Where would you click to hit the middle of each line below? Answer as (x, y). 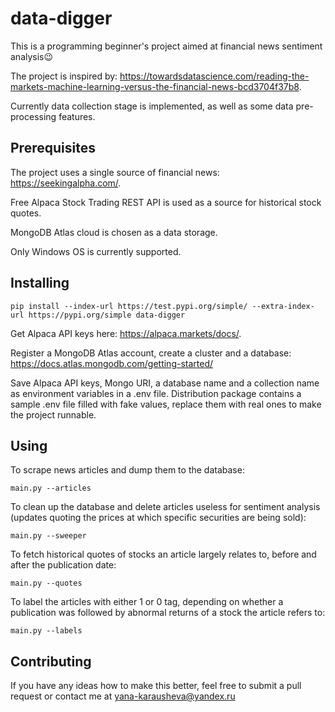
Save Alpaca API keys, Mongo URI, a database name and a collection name (165, 383)
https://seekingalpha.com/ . (66, 183)
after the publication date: (63, 565)
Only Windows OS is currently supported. (96, 251)
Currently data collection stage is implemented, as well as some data (152, 106)
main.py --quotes (46, 583)
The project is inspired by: (64, 76)
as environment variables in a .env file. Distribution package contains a (156, 393)
